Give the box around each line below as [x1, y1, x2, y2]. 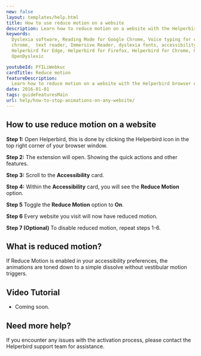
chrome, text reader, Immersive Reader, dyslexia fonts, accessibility [11, 42, 197, 48]
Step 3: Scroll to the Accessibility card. [6, 171, 105, 178]
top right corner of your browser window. [6, 142, 108, 149]
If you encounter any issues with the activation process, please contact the [6, 336, 191, 343]
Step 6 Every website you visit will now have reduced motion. [6, 212, 158, 220]
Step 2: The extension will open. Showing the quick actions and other [6, 153, 178, 160]
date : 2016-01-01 [6, 86, 50, 93]
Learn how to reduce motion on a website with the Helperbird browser [11, 81, 191, 87]
